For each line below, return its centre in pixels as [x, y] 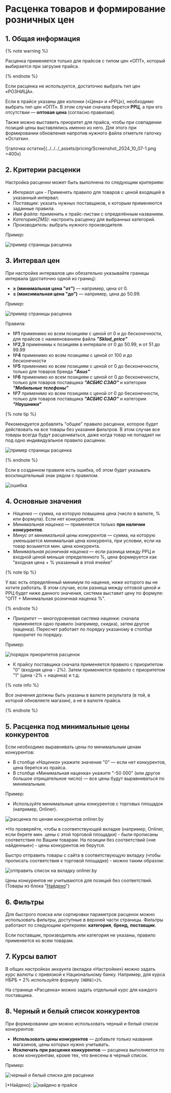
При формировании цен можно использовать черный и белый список [82, 1023]
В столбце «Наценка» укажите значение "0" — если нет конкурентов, [89, 762]
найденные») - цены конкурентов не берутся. [55, 845]
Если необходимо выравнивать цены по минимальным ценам [73, 747]
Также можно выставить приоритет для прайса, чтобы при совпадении [83, 122]
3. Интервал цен [33, 261]
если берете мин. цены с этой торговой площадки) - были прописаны [82, 835]
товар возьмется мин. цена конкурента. [56, 546]
